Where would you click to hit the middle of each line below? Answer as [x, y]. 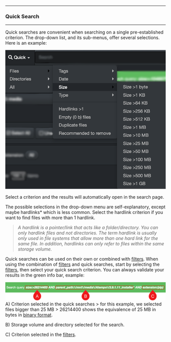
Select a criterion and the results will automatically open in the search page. [85, 197]
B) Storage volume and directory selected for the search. [65, 324]
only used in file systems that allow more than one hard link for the [88, 238]
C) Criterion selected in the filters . [41, 334]
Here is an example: [26, 43]
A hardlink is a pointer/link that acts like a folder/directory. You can [88, 228]
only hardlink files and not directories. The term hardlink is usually [87, 233]
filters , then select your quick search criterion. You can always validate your [85, 270]
